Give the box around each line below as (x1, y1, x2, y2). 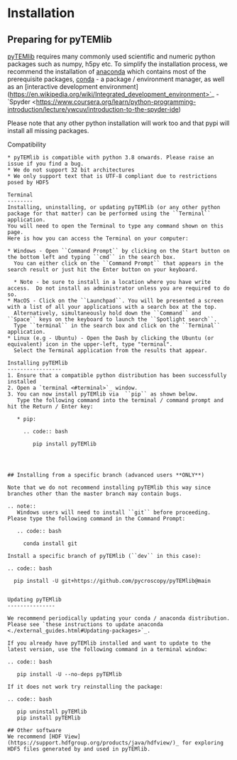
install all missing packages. (7, 127, 89, 134)
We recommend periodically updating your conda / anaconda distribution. (7, 615, 231, 622)
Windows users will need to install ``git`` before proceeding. (16, 509, 211, 516)
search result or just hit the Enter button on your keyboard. (7, 266, 199, 273)
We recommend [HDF (7, 733, 62, 740)
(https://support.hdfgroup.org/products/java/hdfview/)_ (7, 739, 180, 746)
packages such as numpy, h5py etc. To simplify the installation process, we (7, 60, 228, 68)
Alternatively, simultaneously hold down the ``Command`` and (13, 310, 202, 317)
